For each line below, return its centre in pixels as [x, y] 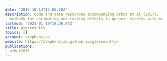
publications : [20, 46]
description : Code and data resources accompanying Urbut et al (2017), [82, 14]
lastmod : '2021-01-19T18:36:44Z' [40, 23]
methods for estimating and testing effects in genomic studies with [83, 19]
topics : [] [16, 32]
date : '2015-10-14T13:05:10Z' [37, 10]
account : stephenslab [28, 37]
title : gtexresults [25, 28]
